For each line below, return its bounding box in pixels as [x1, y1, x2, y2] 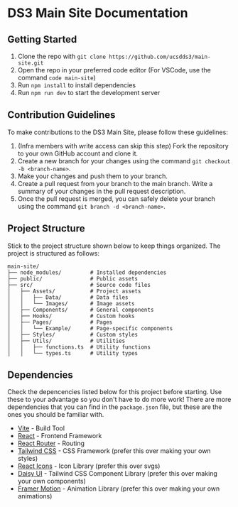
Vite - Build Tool [17, 424, 65, 432]
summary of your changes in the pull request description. [17, 187, 186, 195]
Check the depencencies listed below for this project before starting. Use [7, 388, 222, 396]
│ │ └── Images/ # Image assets [7, 300, 135, 307]
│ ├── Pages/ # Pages [7, 318, 113, 326]
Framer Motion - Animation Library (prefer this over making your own [17, 484, 220, 493]
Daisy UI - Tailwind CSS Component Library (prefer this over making [17, 469, 218, 478]
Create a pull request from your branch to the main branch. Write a [17, 179, 213, 187]
